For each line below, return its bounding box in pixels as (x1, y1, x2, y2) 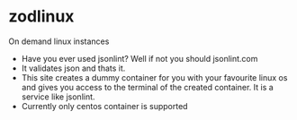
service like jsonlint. (21, 91, 95, 102)
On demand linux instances (8, 36, 110, 47)
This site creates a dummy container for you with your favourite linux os (21, 72, 288, 82)
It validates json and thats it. (21, 63, 126, 73)
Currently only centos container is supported (21, 100, 188, 111)
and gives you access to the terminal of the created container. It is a (21, 81, 274, 92)
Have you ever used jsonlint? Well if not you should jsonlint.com (21, 53, 258, 64)
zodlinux (8, 6, 75, 27)
